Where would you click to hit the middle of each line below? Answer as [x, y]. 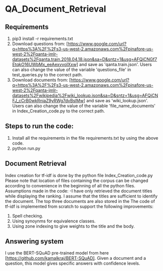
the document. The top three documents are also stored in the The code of [80, 201]
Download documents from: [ [41, 80]
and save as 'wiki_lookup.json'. [117, 100]
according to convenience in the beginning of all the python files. [70, 185]
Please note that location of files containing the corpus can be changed [77, 181]
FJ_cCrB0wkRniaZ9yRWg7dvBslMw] [49, 100]
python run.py [26, 148]
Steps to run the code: [39, 126]
